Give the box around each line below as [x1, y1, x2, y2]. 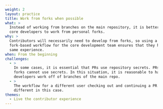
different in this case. [14, 88, 64, 93]
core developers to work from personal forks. [9, 29, 105, 34]
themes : [5, 92, 21, 97]
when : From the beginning [5, 52, 57, 57]
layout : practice [5, 12, 40, 16]
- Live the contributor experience [9, 97, 81, 102]
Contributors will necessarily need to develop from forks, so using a [9, 39, 158, 43]
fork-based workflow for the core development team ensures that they [9, 43, 155, 48]
